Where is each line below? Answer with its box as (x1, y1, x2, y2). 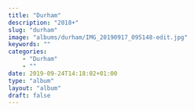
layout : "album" (8, 84, 61, 92)
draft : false (8, 91, 51, 99)
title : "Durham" (8, 11, 61, 20)
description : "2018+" (8, 19, 79, 27)
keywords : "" (8, 41, 51, 48)
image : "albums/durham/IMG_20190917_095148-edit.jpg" (8, 33, 189, 41)
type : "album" (8, 77, 55, 84)
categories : (8, 48, 47, 55)
